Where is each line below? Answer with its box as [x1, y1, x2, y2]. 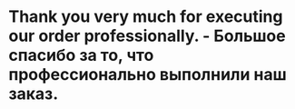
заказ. [8, 84, 59, 104]
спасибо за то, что [8, 45, 154, 65]
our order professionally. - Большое [8, 25, 287, 46]
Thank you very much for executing [8, 6, 283, 27]
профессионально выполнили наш [8, 64, 287, 85]
